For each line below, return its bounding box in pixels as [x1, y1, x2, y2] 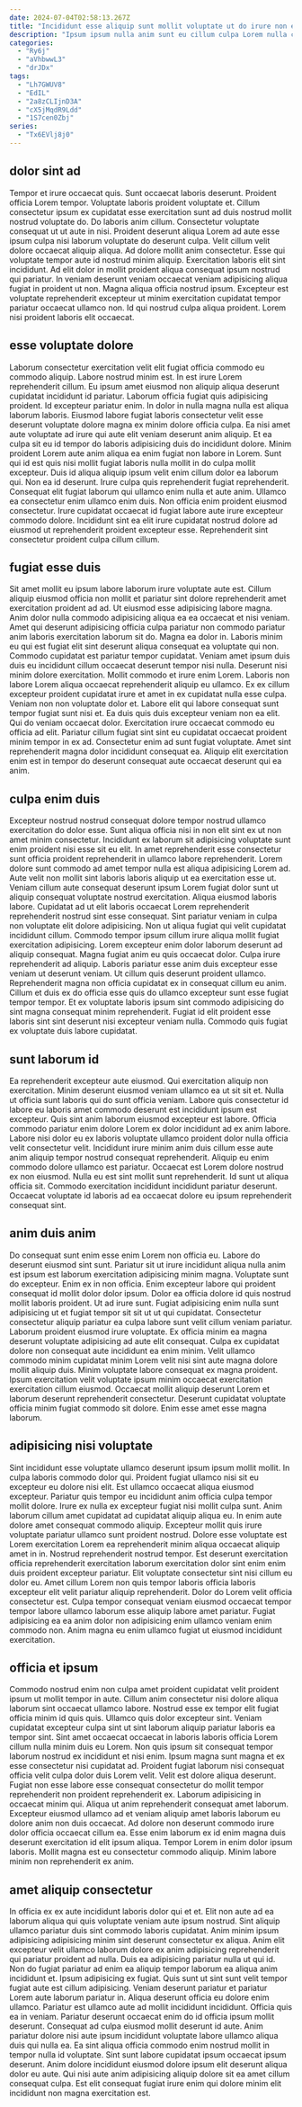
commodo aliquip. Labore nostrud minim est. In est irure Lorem [9, 371, 243, 382]
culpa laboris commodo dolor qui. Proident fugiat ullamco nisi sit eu [9, 1472, 259, 1483]
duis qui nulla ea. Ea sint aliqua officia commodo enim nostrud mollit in [9, 2040, 270, 2051]
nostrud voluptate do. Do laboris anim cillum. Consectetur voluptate [9, 216, 260, 227]
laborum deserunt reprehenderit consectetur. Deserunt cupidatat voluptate [9, 1393, 286, 1403]
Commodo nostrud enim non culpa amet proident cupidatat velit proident [9, 1684, 280, 1695]
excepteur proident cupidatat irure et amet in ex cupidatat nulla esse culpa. [9, 689, 288, 700]
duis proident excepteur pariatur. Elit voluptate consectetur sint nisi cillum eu [9, 1567, 293, 1578]
